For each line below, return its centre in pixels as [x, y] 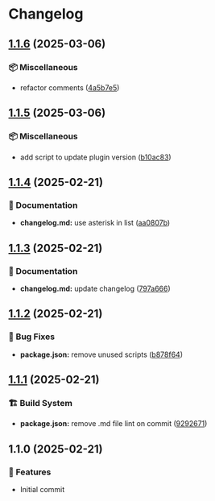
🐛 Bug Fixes [31, 337]
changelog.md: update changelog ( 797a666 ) [95, 288]
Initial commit [42, 489]
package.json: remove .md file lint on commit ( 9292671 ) [114, 424]
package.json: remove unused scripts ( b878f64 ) [101, 354]
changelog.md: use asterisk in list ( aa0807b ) [95, 223]
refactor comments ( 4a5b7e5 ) [70, 87]
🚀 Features [30, 472]
